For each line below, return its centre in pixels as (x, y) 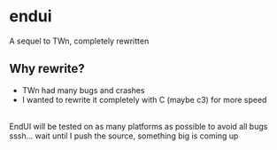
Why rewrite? (47, 69)
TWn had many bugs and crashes (83, 90)
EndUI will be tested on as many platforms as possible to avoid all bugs (138, 126)
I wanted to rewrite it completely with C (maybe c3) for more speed (144, 99)
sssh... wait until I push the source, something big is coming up (124, 136)
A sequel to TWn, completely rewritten (79, 41)
